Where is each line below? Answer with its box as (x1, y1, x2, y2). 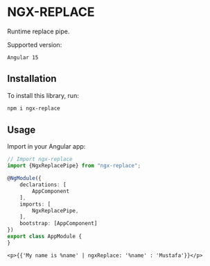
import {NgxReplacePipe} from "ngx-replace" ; (7, 163, 141, 169)
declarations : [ (19, 181, 67, 188)
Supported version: (7, 40, 62, 49)
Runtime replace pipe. (7, 27, 70, 35)
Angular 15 (7, 53, 39, 61)
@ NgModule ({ (7, 175, 42, 182)
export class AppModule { (7, 233, 82, 240)
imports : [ (19, 201, 51, 208)
